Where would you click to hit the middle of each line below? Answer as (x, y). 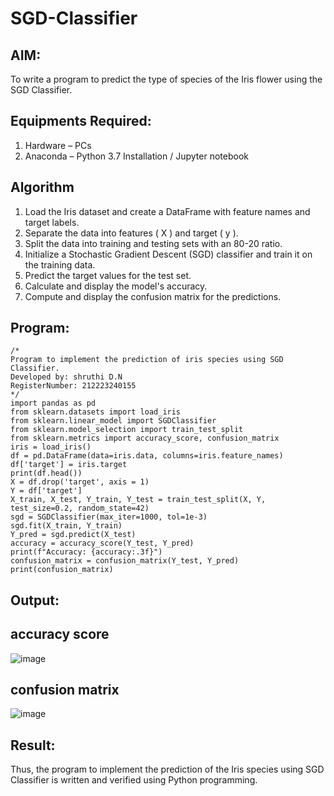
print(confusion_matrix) (62, 570)
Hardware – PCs (58, 145)
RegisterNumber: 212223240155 (73, 386)
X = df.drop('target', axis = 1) (80, 482)
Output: (35, 600)
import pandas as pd (53, 403)
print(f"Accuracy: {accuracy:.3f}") (86, 552)
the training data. (60, 264)
